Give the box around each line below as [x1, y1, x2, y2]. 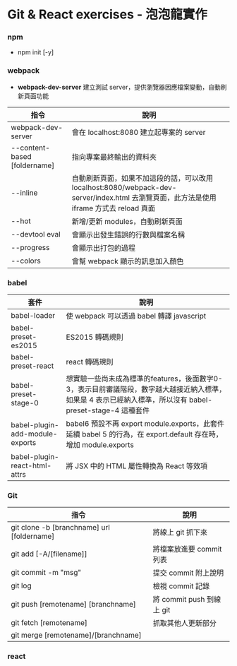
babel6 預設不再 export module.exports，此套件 [66, 419, 225, 429]
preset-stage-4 [66, 405, 120, 415]
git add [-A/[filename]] [11, 549, 87, 559]
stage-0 [11, 398, 39, 408]
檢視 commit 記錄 [152, 581, 210, 591]
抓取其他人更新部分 [152, 619, 217, 629]
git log [11, 581, 32, 590]
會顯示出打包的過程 [71, 243, 136, 253]
